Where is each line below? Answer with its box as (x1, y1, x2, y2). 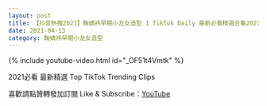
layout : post (8, 11, 52, 20)
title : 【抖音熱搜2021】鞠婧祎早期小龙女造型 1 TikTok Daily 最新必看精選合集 (8, 19, 246, 27)
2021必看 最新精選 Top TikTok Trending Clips (8, 73, 156, 82)
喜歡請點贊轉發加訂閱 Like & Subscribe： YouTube (8, 89, 171, 99)
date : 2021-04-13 (8, 26, 66, 34)
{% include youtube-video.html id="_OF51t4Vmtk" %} (8, 56, 184, 65)
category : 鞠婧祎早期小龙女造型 (8, 33, 103, 42)
